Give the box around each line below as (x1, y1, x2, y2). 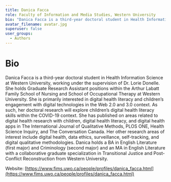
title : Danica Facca (5, 7, 49, 13)
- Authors (10, 36, 31, 41)
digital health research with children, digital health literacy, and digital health (5, 117, 165, 124)
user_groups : (5, 31, 33, 36)
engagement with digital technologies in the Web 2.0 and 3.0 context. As (5, 101, 158, 107)
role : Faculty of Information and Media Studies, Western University (5, 12, 156, 17)
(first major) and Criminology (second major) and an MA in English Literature (5, 144, 165, 150)
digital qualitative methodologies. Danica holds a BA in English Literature (5, 139, 157, 145)
